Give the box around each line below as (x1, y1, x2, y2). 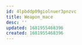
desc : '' (6, 19, 27, 25)
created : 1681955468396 (6, 30, 64, 36)
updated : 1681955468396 (6, 25, 64, 31)
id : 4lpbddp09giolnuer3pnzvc (6, 8, 77, 15)
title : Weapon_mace (6, 14, 54, 20)
